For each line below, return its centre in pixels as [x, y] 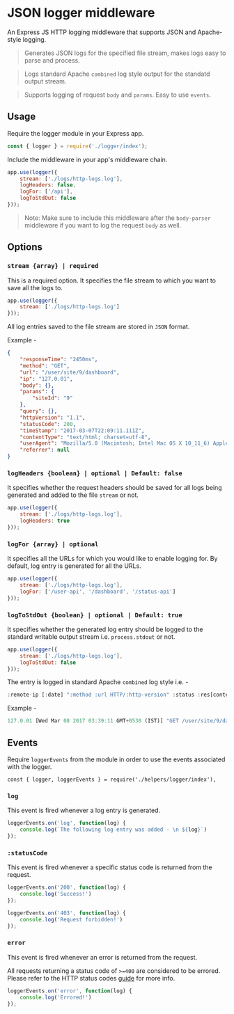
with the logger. [30, 767]
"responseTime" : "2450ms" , [59, 360]
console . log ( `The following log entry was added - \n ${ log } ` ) [114, 830]
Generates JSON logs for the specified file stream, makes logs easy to [125, 53]
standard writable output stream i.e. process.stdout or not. [91, 636]
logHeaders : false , [48, 185]
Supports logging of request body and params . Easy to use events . [117, 95]
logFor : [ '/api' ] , [46, 192]
